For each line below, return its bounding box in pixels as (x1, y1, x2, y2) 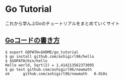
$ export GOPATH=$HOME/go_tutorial (5, 49, 79, 55)
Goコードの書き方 (5, 36, 60, 45)
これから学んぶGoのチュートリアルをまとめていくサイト (5, 20, 120, 26)
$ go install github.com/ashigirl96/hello (5, 54, 94, 59)
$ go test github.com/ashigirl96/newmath (5, 67, 92, 72)
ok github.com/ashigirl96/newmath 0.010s (5, 71, 108, 76)
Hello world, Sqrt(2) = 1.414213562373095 (5, 63, 94, 68)
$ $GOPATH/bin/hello (5, 58, 48, 63)
